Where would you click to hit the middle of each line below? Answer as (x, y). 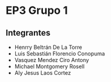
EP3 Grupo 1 (37, 11)
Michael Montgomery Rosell (49, 66)
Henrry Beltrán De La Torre (48, 47)
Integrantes (28, 33)
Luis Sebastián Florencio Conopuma (60, 54)
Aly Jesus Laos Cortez (42, 73)
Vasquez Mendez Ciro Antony (52, 60)
